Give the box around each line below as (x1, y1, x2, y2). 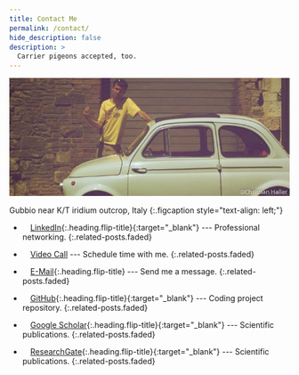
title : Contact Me (9, 14, 77, 23)
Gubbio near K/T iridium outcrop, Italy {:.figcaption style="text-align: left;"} (9, 205, 283, 216)
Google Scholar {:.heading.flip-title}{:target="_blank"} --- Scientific (29, 320, 274, 330)
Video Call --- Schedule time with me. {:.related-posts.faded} (29, 249, 255, 260)
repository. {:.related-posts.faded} (21, 303, 149, 314)
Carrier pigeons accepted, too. (17, 52, 138, 61)
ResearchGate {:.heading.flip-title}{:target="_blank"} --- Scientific (29, 346, 270, 357)
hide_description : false (9, 33, 101, 42)
